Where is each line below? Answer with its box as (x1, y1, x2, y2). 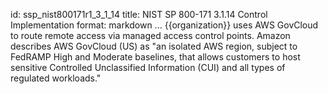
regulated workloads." (10, 72, 102, 84)
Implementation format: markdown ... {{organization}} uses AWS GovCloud (10, 19, 319, 31)
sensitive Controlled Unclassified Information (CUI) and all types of (10, 62, 286, 73)
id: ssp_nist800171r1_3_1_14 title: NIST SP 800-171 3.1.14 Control (10, 9, 268, 20)
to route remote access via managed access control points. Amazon (10, 30, 291, 41)
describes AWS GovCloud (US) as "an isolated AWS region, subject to (10, 40, 298, 52)
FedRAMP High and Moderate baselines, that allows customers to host (10, 51, 301, 63)
